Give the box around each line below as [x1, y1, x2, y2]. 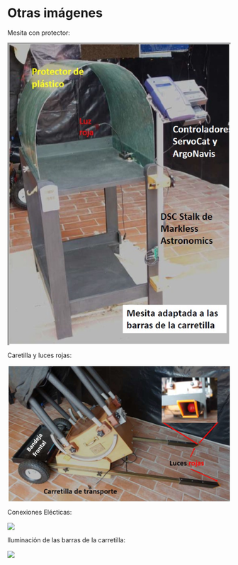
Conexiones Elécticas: [7, 508, 72, 516]
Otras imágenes [7, 5, 103, 21]
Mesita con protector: [7, 28, 71, 37]
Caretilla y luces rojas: [7, 351, 72, 359]
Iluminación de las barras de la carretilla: [7, 535, 126, 544]
